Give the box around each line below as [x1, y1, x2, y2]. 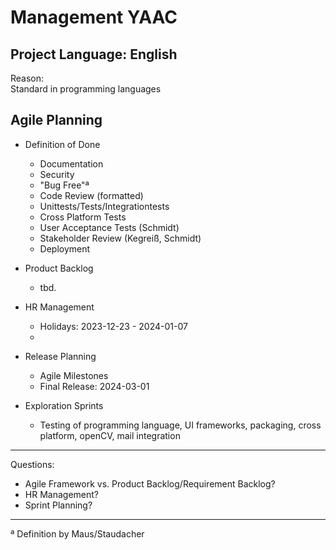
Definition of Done [24, 138, 101, 150]
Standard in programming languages [10, 83, 162, 95]
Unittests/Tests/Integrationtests [39, 200, 170, 212]
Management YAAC [10, 6, 178, 29]
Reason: [10, 72, 45, 84]
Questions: [10, 458, 55, 470]
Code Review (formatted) [39, 189, 144, 201]
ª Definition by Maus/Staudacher [10, 527, 145, 540]
